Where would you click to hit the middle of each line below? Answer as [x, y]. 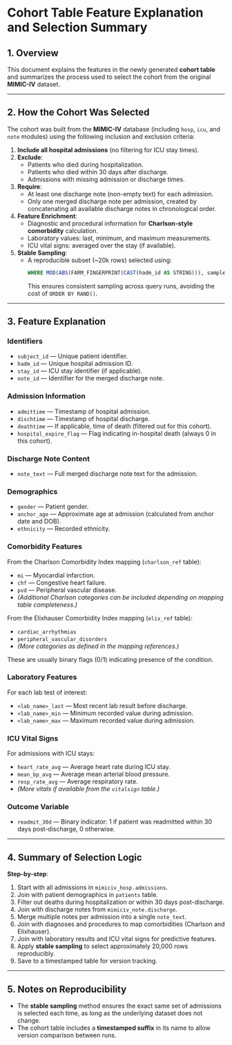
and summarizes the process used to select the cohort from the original [109, 77]
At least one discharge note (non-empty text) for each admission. [120, 194]
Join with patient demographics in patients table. [88, 895]
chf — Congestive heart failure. [62, 582]
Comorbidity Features [45, 546]
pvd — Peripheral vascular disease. [67, 590]
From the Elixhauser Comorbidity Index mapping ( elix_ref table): [100, 618]
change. [29, 1021]
